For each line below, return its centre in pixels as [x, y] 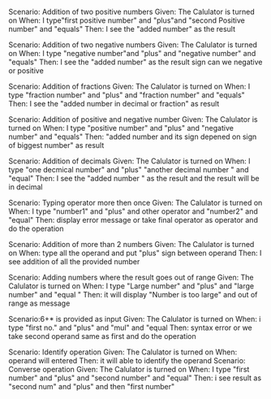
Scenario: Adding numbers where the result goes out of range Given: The [131, 277]
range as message [39, 303]
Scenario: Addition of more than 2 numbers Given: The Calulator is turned [131, 244]
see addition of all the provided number [74, 262]
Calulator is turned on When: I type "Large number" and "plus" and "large [131, 286]
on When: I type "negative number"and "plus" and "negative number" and [132, 53]
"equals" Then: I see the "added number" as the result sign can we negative [135, 62]
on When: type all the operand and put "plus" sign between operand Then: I [135, 253]
